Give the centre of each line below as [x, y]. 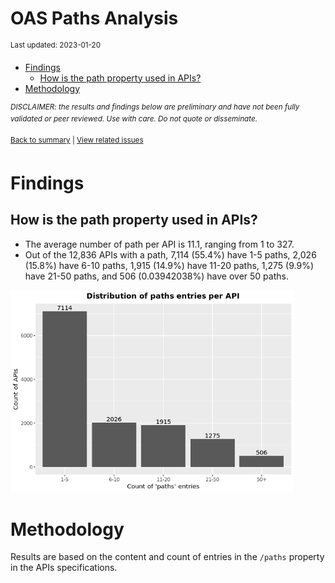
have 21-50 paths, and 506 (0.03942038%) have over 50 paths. [156, 276]
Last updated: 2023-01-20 [56, 45]
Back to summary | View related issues [77, 140]
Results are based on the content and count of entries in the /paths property [167, 557]
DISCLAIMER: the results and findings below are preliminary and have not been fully [155, 107]
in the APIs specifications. [64, 568]
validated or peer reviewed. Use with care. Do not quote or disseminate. [134, 119]
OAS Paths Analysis [94, 18]
